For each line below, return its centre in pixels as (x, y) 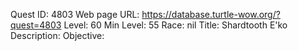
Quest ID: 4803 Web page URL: (75, 14)
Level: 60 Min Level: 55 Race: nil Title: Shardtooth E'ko (175, 25)
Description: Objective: (57, 35)
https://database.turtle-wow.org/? (211, 14)
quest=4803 (36, 25)
